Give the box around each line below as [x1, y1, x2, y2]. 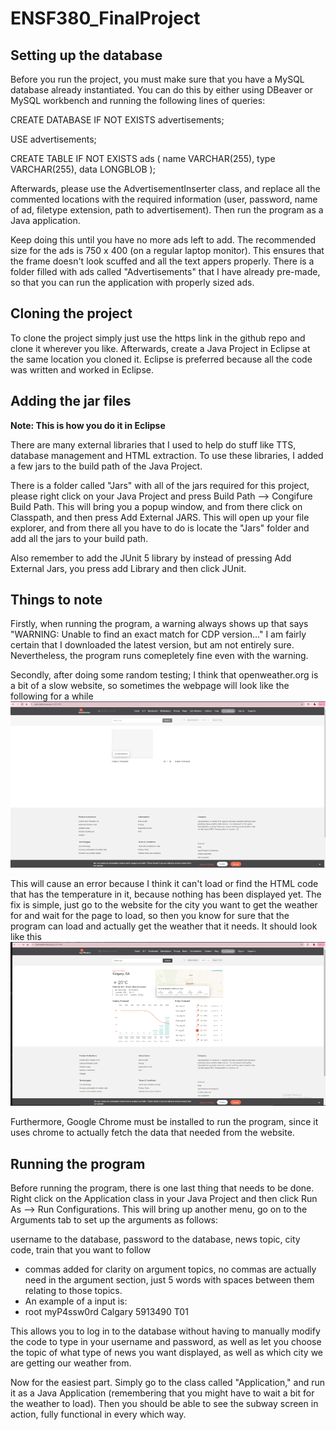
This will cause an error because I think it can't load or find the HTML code [10, 877, 319, 889]
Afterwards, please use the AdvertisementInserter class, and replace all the [10, 183, 321, 194]
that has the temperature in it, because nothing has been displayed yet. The [10, 888, 322, 900]
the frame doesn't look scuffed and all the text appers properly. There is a [10, 255, 315, 267]
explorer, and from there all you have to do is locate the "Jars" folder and [10, 522, 310, 534]
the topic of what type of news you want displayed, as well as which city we [10, 1347, 323, 1359]
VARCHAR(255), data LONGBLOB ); [10, 163, 156, 175]
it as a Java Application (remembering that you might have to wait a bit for [10, 1387, 315, 1399]
